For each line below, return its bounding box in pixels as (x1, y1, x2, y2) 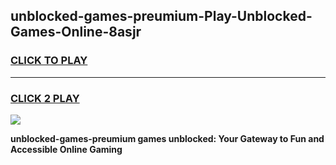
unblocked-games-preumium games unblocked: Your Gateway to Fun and (10, 132, 325, 144)
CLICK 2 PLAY (10, 91, 80, 105)
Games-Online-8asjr (10, 24, 142, 41)
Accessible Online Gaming (10, 143, 123, 155)
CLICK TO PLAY (10, 54, 88, 68)
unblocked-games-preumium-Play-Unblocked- (10, 8, 313, 25)
